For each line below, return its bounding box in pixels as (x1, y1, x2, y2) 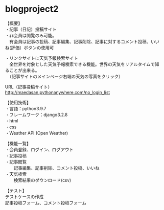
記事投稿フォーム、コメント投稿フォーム (5, 200, 87, 206)
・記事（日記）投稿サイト (5, 26, 57, 32)
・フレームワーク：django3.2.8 (5, 112, 68, 117)
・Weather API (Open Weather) (5, 130, 69, 136)
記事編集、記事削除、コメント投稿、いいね (13, 165, 99, 171)
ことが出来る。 (9, 67, 40, 73)
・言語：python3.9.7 (5, 105, 47, 111)
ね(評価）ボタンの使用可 (5, 45, 54, 50)
